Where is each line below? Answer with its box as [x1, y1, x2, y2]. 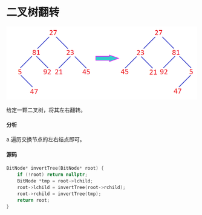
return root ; [17, 197, 50, 203]
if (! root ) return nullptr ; [17, 172, 88, 178]
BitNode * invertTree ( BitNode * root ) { [6, 165, 104, 172]
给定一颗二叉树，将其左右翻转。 [6, 106, 86, 114]
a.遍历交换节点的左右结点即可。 [6, 136, 85, 143]
